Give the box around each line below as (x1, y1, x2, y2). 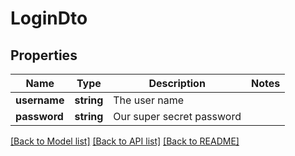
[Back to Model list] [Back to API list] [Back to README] (10, 135, 240, 147)
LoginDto (10, 7, 88, 30)
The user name (113, 93, 185, 107)
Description (148, 77, 206, 90)
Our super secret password (113, 110, 242, 123)
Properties (10, 47, 78, 64)
